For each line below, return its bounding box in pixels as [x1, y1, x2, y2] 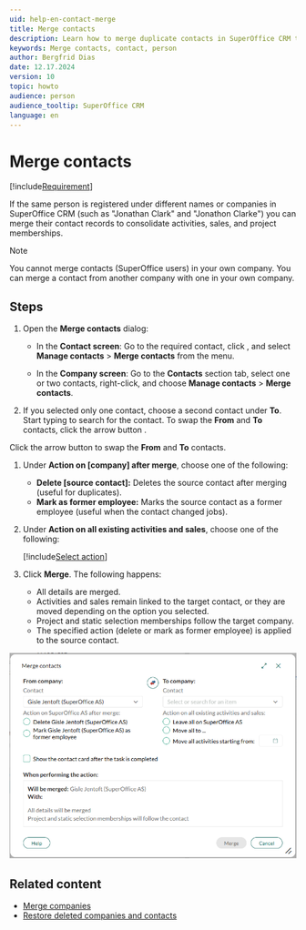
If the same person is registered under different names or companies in [9, 198, 277, 209]
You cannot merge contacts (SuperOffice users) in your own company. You [9, 263, 291, 274]
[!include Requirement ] [9, 181, 93, 192]
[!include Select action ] [22, 551, 107, 562]
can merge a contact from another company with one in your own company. [9, 273, 295, 284]
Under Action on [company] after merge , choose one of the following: [22, 460, 289, 470]
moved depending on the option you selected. [36, 606, 209, 617]
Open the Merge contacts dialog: [22, 323, 148, 334]
